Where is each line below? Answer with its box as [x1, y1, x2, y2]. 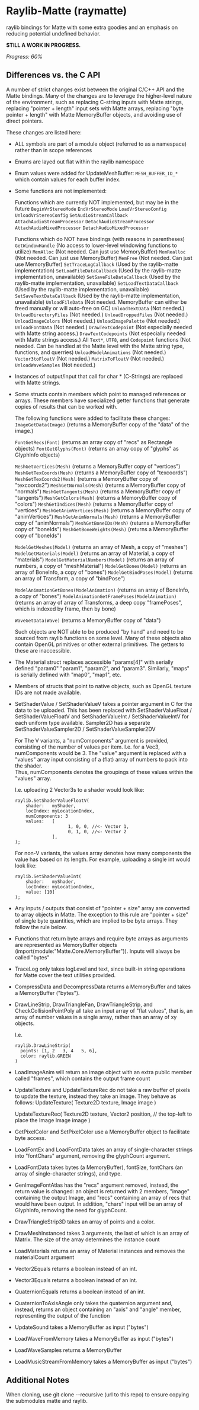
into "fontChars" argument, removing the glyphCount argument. [14, 1152, 171, 1159]
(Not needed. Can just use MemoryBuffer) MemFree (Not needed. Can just [14, 254, 192, 261]
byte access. [14, 1134, 46, 1141]
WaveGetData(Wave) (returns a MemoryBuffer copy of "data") [14, 616, 161, 624]
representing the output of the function [14, 1312, 110, 1319]
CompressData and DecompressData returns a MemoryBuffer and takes [14, 983, 191, 990]
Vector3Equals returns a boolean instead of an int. [14, 1276, 137, 1283]
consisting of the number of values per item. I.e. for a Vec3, [14, 743, 160, 750]
